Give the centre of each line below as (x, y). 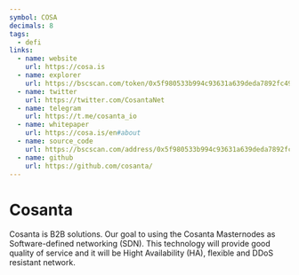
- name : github (45, 157)
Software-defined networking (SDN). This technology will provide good (140, 244)
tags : (19, 34)
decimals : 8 (31, 26)
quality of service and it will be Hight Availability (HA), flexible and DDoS (141, 253)
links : (21, 51)
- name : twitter (47, 91)
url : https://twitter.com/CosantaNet (95, 100)
